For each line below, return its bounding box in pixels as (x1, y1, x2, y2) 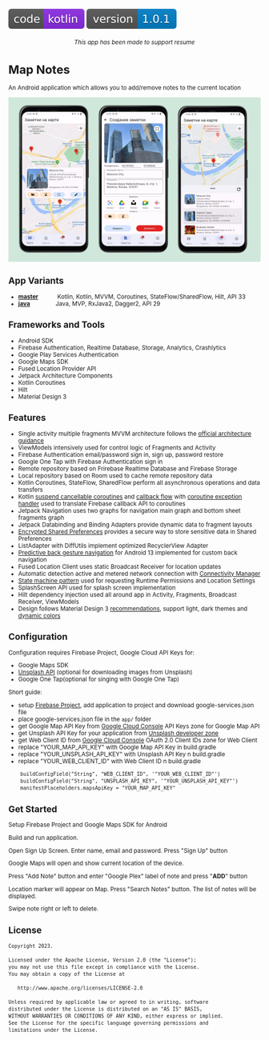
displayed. (8, 892, 38, 900)
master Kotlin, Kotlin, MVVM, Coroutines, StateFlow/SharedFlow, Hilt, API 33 (18, 293, 246, 301)
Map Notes (8, 62, 70, 77)
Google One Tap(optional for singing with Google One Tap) (18, 675, 180, 684)
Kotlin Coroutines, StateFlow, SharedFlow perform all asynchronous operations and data (18, 478, 260, 486)
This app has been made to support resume (74, 38, 195, 46)
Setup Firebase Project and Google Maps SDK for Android (8, 821, 168, 829)
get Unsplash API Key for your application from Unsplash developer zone (18, 729, 219, 737)
